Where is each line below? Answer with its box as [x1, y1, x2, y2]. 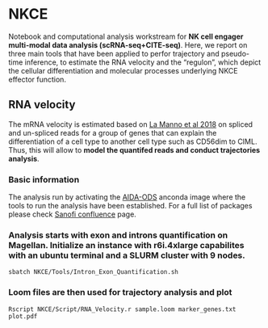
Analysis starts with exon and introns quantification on [8, 229, 228, 241]
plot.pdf [8, 312, 38, 320]
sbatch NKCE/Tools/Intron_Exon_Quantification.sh [8, 268, 179, 276]
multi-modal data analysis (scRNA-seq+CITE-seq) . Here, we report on [8, 40, 248, 49]
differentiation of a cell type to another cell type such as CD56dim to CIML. [8, 137, 258, 146]
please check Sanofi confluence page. [8, 209, 137, 219]
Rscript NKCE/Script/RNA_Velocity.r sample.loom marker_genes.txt [8, 305, 237, 313]
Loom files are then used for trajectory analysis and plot [8, 287, 232, 298]
